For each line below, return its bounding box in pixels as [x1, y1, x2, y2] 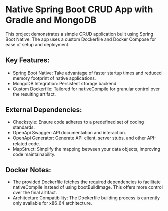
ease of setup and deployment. [5, 41, 70, 47]
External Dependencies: [5, 106, 82, 114]
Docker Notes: [5, 165, 51, 174]
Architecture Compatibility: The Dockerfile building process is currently [12, 195, 160, 201]
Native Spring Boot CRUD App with [5, 4, 153, 15]
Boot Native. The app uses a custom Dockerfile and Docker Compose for [5, 36, 156, 42]
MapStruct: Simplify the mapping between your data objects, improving [12, 146, 161, 152]
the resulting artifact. [12, 91, 56, 97]
